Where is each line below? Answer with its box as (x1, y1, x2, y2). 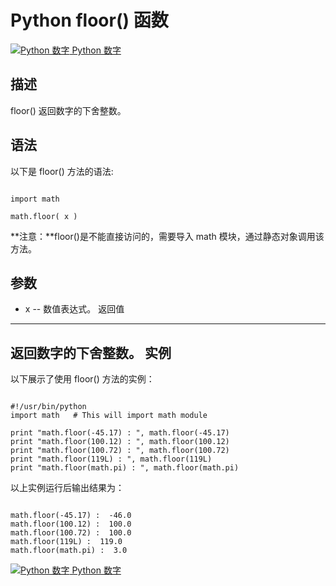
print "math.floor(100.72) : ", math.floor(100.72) (10, 446, 230, 456)
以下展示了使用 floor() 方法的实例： (10, 373, 155, 385)
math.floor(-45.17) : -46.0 (10, 511, 132, 521)
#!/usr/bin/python (10, 402, 87, 412)
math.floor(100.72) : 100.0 (10, 528, 132, 538)
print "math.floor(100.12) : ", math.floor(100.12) (10, 437, 230, 447)
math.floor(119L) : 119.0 (10, 537, 123, 547)
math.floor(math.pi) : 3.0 (10, 546, 128, 556)
